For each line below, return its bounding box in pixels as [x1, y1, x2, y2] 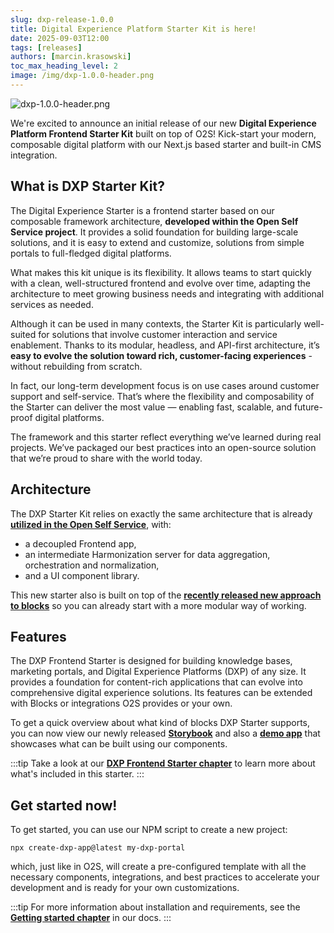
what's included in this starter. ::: [10, 768, 145, 780]
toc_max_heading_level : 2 [10, 61, 118, 71]
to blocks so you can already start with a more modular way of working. [10, 599, 307, 611]
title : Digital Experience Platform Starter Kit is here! [10, 24, 257, 34]
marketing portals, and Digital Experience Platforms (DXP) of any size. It [10, 666, 307, 678]
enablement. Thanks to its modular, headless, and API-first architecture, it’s [10, 339, 320, 351]
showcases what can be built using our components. [10, 738, 228, 750]
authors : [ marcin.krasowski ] [10, 52, 132, 62]
